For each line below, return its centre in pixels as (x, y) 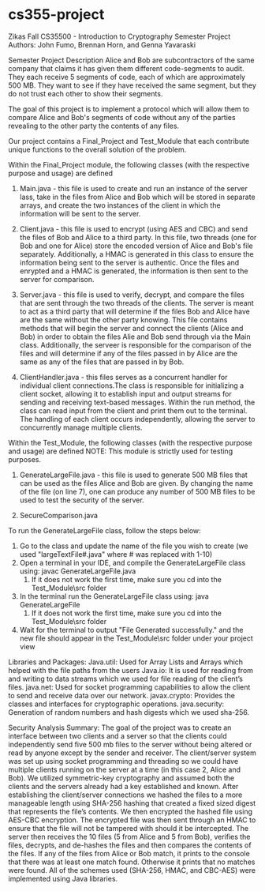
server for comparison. (57, 279)
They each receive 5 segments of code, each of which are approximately (127, 77)
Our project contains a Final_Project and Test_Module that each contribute (129, 141)
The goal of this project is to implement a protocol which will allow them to (129, 109)
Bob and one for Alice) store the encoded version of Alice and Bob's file (136, 246)
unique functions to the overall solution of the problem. (97, 149)
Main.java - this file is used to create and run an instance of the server (134, 188)
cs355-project (56, 15)
